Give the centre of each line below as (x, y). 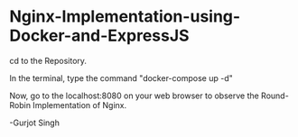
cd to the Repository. (48, 60)
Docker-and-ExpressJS (99, 36)
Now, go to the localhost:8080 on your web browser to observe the (134, 96)
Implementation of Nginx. (80, 105)
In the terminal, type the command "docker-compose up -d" (121, 78)
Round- (275, 96)
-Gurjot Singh (35, 123)
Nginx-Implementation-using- (125, 17)
